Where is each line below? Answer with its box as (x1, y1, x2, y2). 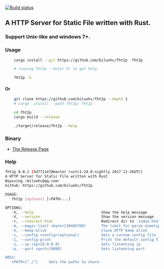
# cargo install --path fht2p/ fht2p (14, 101, 93, 106)
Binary (5, 135, 21, 142)
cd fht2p (14, 110, 32, 115)
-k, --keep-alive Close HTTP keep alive (11, 228, 147, 233)
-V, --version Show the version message (11, 214, 154, 220)
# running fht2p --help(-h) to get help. (14, 67, 99, 71)
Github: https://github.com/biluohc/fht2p (5, 183, 93, 188)
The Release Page (12, 146, 49, 152)
